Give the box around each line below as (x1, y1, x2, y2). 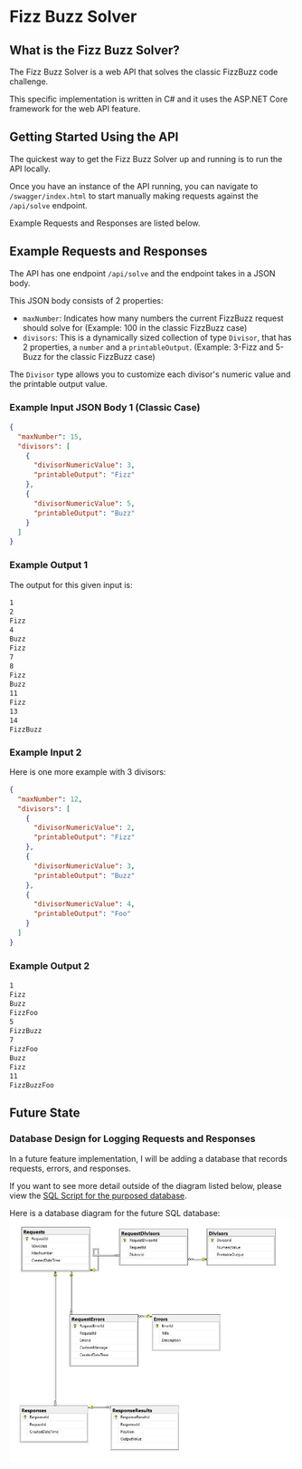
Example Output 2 (9, 959, 90, 971)
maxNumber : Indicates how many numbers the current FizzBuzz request (22, 313, 284, 324)
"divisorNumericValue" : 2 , (33, 823, 136, 833)
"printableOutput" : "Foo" (33, 909, 131, 919)
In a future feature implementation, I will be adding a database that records (9, 1153, 288, 1164)
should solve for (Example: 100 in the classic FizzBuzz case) (22, 322, 248, 333)
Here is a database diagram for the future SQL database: (9, 1207, 221, 1218)
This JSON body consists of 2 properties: (9, 295, 164, 305)
